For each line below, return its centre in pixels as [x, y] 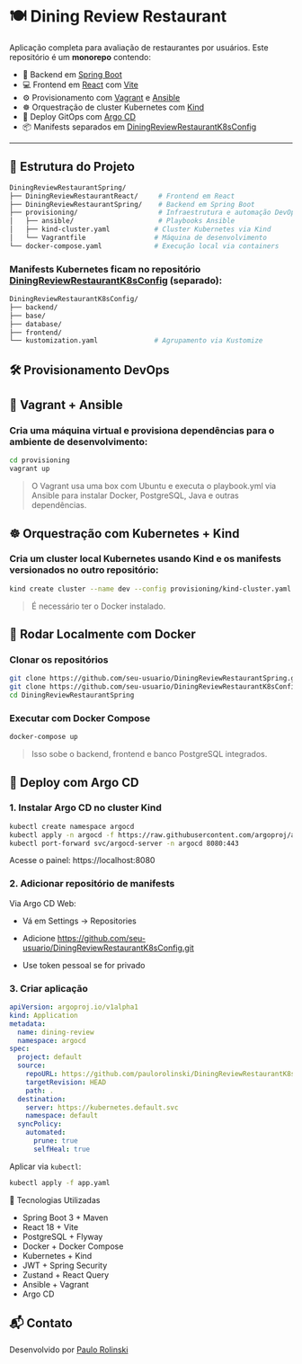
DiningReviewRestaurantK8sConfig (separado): [116, 281]
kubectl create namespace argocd [72, 826]
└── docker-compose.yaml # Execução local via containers [144, 246]
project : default [50, 1057]
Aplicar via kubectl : [45, 1166]
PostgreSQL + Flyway [62, 1236]
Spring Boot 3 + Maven [65, 1217]
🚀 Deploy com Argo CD [74, 782]
